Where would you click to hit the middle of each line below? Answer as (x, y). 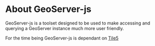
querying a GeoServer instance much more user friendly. (65, 28)
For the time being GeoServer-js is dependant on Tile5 (62, 38)
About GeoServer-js (48, 9)
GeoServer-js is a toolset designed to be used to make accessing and (78, 23)
